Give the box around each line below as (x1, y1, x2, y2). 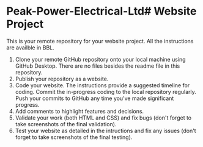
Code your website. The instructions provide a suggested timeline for (15, 81, 190, 89)
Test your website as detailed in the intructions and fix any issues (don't (15, 127, 197, 134)
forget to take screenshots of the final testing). (15, 133, 133, 141)
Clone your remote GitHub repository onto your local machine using (15, 56, 186, 63)
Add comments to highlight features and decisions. (15, 107, 144, 115)
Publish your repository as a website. (15, 75, 109, 82)
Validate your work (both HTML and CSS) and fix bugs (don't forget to (15, 114, 192, 121)
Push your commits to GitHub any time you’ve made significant (15, 95, 174, 102)
